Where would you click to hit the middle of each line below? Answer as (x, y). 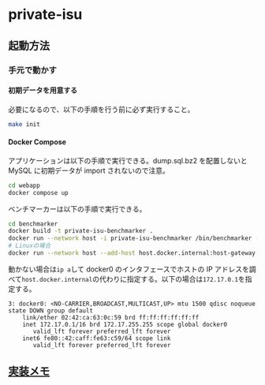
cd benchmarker (33, 224)
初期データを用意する (43, 90)
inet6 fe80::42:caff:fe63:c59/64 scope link (97, 338)
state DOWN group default (50, 310)
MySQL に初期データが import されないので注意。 (89, 170)
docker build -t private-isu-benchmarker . (81, 231)
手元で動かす (33, 70)
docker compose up (38, 192)
